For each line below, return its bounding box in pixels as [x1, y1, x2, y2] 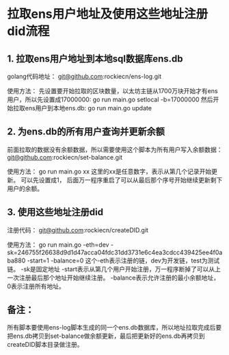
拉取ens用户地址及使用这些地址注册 [7, 6, 208, 22]
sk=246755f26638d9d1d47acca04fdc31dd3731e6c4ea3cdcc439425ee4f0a [7, 248, 223, 256]
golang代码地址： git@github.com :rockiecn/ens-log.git [7, 73, 162, 80]
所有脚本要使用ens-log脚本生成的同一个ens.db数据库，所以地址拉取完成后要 [7, 323, 222, 332]
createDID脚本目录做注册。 [7, 341, 83, 349]
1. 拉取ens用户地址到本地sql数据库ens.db [7, 53, 183, 64]
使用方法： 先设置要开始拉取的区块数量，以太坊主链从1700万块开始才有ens [7, 87, 218, 95]
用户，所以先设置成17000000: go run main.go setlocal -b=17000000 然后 [7, 95, 213, 103]
